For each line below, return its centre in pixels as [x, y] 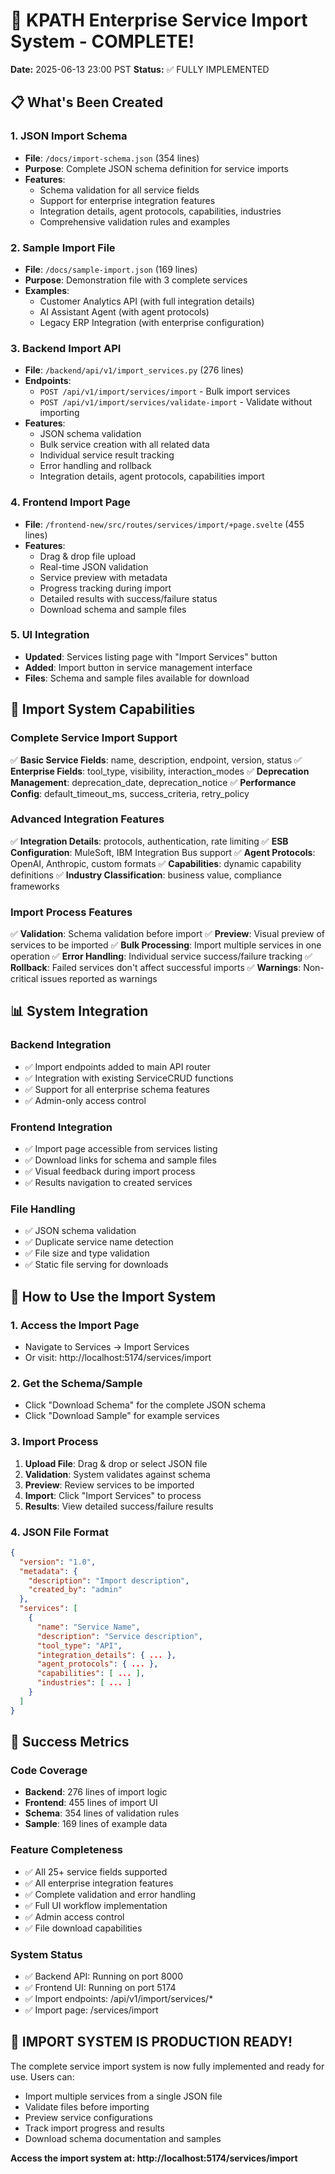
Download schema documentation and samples [123, 2138]
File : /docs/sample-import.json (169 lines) [111, 269]
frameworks [35, 886]
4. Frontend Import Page [70, 502]
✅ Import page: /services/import [91, 2010]
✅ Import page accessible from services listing [121, 1149]
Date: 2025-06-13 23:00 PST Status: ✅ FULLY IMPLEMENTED [140, 69]
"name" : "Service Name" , [88, 1627]
